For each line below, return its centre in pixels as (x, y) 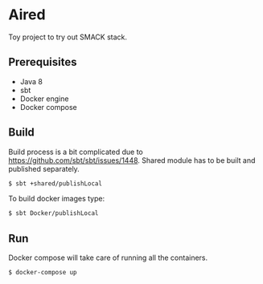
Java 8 (31, 81)
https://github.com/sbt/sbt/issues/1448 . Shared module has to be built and (132, 160)
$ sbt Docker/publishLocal (53, 213)
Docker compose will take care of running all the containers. (108, 258)
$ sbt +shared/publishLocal (55, 183)
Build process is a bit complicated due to (76, 152)
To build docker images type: (57, 199)
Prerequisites (43, 62)
